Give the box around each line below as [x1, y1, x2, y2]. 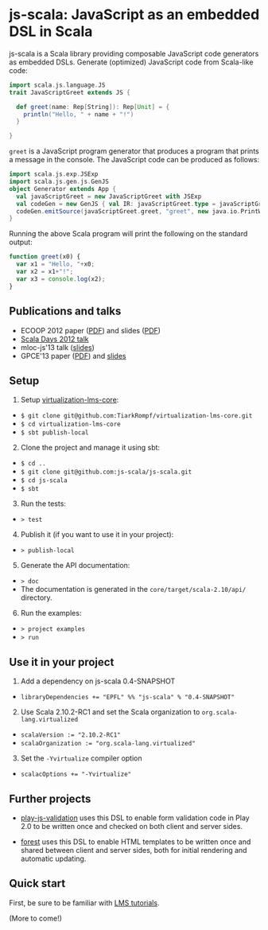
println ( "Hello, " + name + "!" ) [23, 110, 134, 119]
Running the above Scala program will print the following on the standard [9, 229, 248, 239]
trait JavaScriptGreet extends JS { [9, 88, 130, 96]
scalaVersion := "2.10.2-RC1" [20, 731, 122, 739]
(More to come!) [9, 913, 63, 923]
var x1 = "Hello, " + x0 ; [16, 260, 95, 268]
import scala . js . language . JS [9, 81, 106, 89]
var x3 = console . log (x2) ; [16, 274, 106, 283]
